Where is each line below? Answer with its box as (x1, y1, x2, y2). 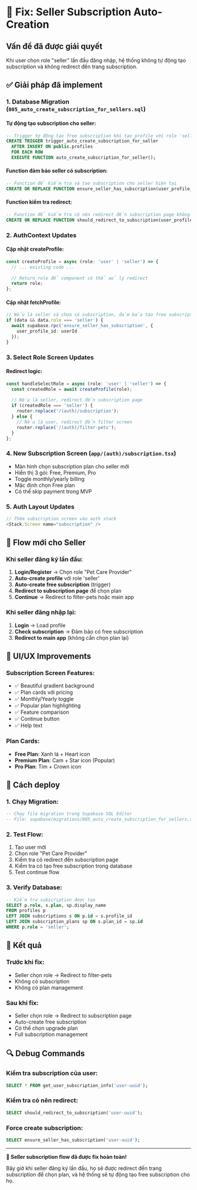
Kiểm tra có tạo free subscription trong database (14, 862, 133, 870)
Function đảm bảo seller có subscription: (6, 167, 108, 174)
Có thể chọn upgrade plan (14, 1024, 78, 1032)
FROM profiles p (6, 908, 46, 914)
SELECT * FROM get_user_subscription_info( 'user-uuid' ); (6, 1082, 148, 1088)
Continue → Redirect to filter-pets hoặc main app (14, 594, 134, 601)
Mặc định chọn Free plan (14, 481, 75, 488)
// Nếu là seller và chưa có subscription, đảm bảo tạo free (6, 312, 167, 318)
